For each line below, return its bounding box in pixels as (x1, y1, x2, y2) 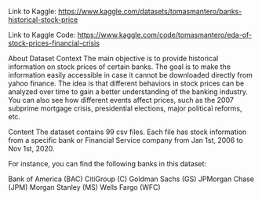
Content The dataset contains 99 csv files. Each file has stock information (8, 127, 247, 136)
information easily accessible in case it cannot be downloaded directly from (8, 71, 253, 79)
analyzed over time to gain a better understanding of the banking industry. (8, 87, 249, 96)
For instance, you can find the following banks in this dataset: (8, 159, 206, 168)
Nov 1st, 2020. (8, 144, 55, 153)
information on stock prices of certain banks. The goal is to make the (8, 62, 231, 71)
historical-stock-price (8, 15, 78, 24)
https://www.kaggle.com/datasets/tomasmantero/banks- (57, 7, 242, 16)
